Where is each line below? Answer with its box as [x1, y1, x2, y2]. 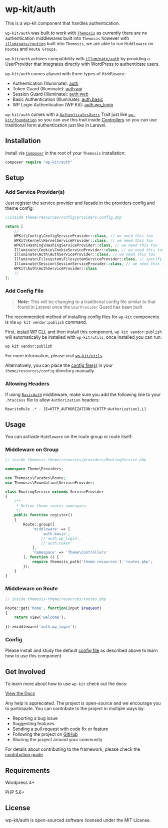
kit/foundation [5, 117, 37, 122]
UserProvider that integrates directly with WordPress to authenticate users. [5, 61, 160, 67]
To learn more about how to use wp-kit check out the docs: [5, 681, 127, 687]
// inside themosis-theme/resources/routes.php [5, 596, 106, 602]
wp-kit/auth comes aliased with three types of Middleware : [5, 70, 126, 76]
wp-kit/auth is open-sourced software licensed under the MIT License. [5, 817, 151, 823]
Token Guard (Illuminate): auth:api [12, 85, 82, 91]
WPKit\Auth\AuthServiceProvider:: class [14, 266, 97, 271]
